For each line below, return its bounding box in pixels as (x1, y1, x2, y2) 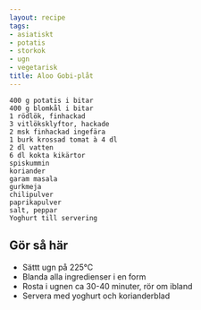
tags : (9, 22, 29, 30)
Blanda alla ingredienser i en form (21, 271, 147, 282)
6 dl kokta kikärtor (9, 151, 87, 159)
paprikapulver (9, 198, 63, 207)
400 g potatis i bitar (9, 96, 94, 105)
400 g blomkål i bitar (9, 104, 94, 113)
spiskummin (9, 159, 50, 168)
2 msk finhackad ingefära (9, 127, 105, 136)
